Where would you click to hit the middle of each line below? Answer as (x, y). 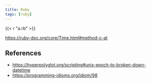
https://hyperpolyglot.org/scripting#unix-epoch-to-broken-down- (79, 65)
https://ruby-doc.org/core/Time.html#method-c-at (56, 38)
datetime (21, 70)
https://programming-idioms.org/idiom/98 (55, 75)
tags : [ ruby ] (19, 14)
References (23, 53)
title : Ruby (17, 10)
